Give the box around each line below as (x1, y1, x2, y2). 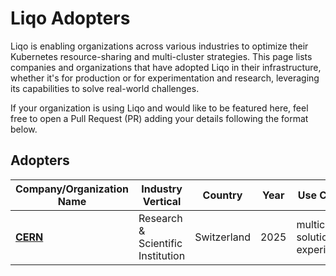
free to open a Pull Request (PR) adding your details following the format (10, 112, 309, 124)
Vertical (142, 194, 182, 208)
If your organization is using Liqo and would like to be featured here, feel (10, 102, 309, 114)
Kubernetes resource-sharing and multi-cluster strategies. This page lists (10, 50, 313, 62)
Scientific (138, 236, 183, 250)
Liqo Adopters (10, 7, 131, 30)
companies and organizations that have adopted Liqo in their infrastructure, (10, 61, 322, 73)
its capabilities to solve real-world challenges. (10, 82, 200, 94)
